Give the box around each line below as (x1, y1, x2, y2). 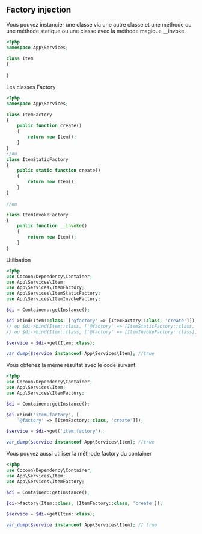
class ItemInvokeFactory (6, 212, 69, 218)
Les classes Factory (6, 83, 56, 90)
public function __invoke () (17, 223, 87, 229)
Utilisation (6, 256, 31, 263)
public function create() (17, 123, 82, 129)
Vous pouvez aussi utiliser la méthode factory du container (6, 450, 152, 457)
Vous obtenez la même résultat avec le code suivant (6, 362, 136, 369)
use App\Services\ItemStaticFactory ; (6, 291, 101, 297)
